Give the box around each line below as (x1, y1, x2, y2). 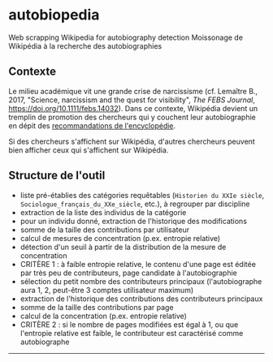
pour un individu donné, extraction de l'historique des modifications (19, 216, 248, 226)
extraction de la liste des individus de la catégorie (19, 207, 187, 217)
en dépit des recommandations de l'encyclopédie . (8, 120, 176, 131)
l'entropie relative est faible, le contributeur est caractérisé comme (19, 328, 244, 338)
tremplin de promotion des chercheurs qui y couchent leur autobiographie (8, 112, 256, 122)
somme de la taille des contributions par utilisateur (19, 225, 189, 235)
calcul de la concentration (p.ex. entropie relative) (19, 311, 187, 321)
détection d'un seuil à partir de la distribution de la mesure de (19, 242, 227, 252)
